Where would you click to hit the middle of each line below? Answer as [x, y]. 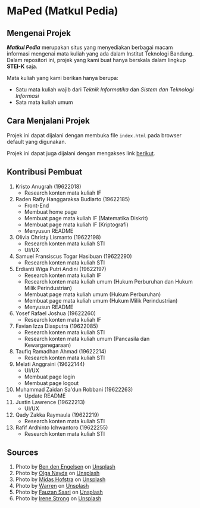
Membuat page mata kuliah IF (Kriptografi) [76, 224]
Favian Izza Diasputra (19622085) [57, 326]
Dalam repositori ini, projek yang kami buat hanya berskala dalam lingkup [96, 60]
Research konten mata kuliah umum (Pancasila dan [87, 338]
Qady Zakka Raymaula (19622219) [57, 415]
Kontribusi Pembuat [45, 172]
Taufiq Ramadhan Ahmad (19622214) [61, 351]
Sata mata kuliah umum [44, 102]
